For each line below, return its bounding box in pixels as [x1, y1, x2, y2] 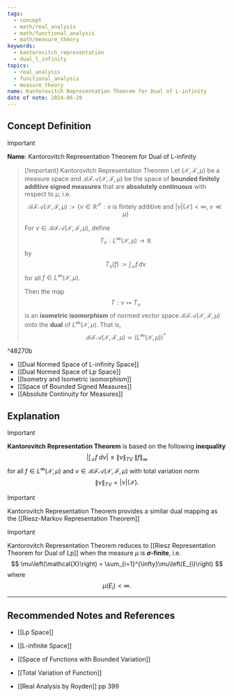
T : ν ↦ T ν [111, 298, 141, 309]
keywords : [7, 43, 36, 49]
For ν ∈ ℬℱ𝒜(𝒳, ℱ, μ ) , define [24, 224, 110, 232]
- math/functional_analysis [13, 29, 95, 37]
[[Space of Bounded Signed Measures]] [17, 383, 132, 391]
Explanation [7, 410, 61, 422]
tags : [7, 10, 23, 17]
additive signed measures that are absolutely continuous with [24, 182, 207, 190]
